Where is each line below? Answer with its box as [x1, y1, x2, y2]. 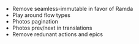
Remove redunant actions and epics [12, 31, 103, 38]
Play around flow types [12, 11, 70, 19]
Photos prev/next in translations [12, 24, 92, 31]
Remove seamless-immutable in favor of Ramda [12, 5, 133, 12]
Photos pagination [12, 18, 58, 25]
